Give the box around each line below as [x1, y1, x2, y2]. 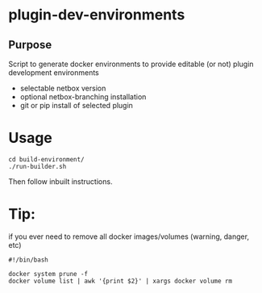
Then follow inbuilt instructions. [8, 176, 113, 186]
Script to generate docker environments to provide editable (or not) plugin [8, 59, 254, 69]
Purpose [8, 38, 52, 52]
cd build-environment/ [8, 155, 85, 163]
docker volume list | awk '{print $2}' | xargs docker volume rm [8, 277, 232, 285]
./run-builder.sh [8, 162, 67, 170]
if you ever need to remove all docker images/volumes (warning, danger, [8, 232, 250, 241]
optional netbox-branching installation [19, 92, 147, 102]
